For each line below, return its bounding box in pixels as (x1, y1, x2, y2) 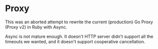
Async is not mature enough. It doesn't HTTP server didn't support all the (5, 33, 154, 39)
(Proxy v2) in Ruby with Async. (5, 24, 67, 30)
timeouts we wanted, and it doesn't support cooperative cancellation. (5, 38, 146, 44)
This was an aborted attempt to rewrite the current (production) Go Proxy (5, 19, 153, 25)
